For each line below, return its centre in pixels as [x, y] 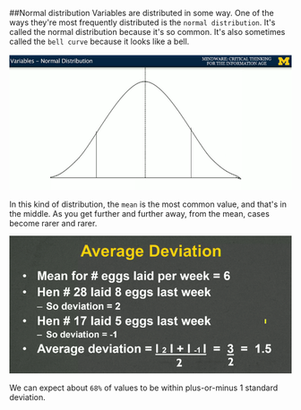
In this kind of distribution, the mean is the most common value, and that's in [148, 204]
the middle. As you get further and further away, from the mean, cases [140, 213]
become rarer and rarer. [53, 223]
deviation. [28, 397]
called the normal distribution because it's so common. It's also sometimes [147, 32]
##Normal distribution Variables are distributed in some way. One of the [142, 13]
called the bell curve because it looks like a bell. [99, 41]
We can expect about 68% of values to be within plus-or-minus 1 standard [144, 388]
